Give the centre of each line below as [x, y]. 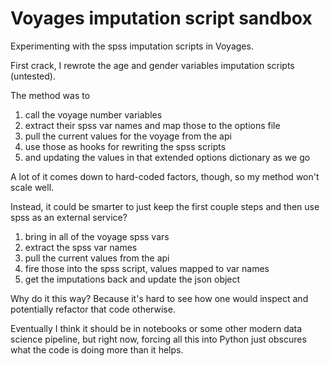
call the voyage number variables [93, 114]
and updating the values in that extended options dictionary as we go [167, 157]
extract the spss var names [81, 247]
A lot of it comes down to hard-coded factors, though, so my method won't [165, 176]
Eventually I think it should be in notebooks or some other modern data [156, 328]
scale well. [32, 187]
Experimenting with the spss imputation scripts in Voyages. [132, 46]
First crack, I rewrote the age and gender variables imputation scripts [152, 65]
